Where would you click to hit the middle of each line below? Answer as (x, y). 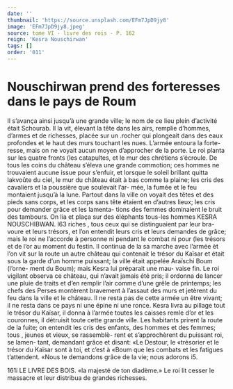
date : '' (20, 14)
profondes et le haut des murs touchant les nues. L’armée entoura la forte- (114, 142)
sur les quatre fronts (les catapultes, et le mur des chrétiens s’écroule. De (112, 158)
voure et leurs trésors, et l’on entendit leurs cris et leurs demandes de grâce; (117, 231)
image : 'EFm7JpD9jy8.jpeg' (46, 26)
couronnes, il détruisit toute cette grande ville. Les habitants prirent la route (115, 320)
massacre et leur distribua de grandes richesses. (77, 378)
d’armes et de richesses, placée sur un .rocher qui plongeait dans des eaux (115, 135)
